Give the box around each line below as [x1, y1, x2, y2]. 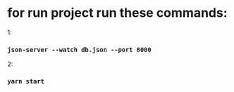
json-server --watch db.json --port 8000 [7, 46, 152, 53]
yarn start [7, 77, 44, 86]
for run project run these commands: [7, 5, 228, 21]
